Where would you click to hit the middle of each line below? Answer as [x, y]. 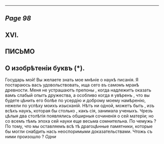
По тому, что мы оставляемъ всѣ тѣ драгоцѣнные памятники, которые [79, 126]
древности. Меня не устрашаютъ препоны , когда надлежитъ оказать [78, 90]
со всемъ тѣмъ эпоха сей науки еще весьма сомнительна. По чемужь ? [81, 121]
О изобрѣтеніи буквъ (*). [45, 68]
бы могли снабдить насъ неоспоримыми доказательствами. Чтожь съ [79, 131]
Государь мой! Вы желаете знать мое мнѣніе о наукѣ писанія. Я [72, 80]
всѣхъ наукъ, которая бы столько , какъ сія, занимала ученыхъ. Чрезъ [79, 110]
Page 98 [18, 18]
